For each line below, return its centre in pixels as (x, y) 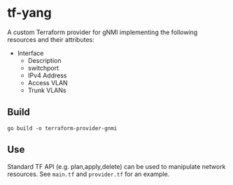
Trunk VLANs (47, 90)
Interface (30, 53)
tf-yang (29, 13)
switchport (43, 68)
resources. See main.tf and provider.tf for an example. (89, 174)
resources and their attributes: (51, 39)
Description (44, 60)
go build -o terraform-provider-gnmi (62, 128)
